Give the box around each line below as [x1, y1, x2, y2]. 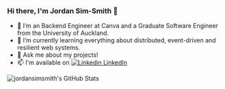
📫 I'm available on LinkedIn [16, 58, 128, 67]
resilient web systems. [16, 44, 81, 52]
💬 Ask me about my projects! [16, 51, 98, 59]
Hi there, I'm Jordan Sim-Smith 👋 [7, 6, 118, 16]
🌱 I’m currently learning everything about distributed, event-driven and [16, 36, 217, 44]
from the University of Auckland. [16, 29, 109, 37]
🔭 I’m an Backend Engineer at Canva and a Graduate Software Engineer [16, 22, 219, 30]
